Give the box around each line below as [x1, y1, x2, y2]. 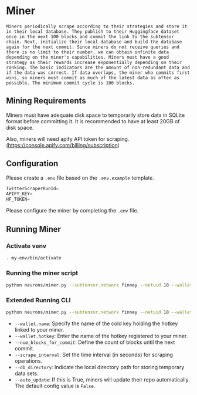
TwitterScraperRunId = [6, 185, 59, 191]
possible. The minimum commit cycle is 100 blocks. [6, 80, 135, 86]
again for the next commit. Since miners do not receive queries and [6, 44, 180, 50]
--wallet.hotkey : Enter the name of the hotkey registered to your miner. [14, 333, 188, 340]
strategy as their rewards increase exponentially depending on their [6, 59, 182, 65]
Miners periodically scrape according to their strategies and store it [6, 23, 188, 29]
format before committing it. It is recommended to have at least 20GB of [6, 117, 180, 124]
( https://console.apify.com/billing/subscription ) [6, 141, 120, 148]
